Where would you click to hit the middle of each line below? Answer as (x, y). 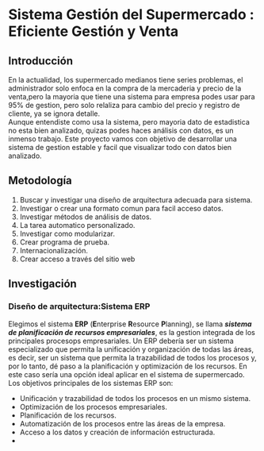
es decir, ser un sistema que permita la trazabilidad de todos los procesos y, (132, 357)
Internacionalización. (54, 250)
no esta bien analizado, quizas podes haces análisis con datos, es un (121, 130)
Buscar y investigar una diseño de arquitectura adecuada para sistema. (136, 199)
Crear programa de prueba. (64, 242)
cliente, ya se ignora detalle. (54, 114)
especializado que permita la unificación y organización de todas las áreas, (131, 349)
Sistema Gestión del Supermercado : (132, 15)
